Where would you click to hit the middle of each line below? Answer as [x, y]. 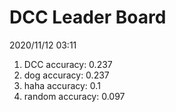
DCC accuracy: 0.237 [68, 64]
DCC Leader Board [88, 17]
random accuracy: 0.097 [74, 96]
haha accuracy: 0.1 [62, 85]
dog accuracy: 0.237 [66, 75]
